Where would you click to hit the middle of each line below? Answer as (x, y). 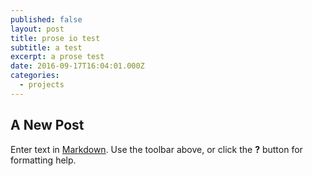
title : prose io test (55, 38)
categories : (35, 76)
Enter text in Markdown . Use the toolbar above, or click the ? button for (156, 149)
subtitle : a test (46, 47)
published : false (46, 19)
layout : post (37, 29)
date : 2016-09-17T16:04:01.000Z (77, 66)
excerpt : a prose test (57, 57)
